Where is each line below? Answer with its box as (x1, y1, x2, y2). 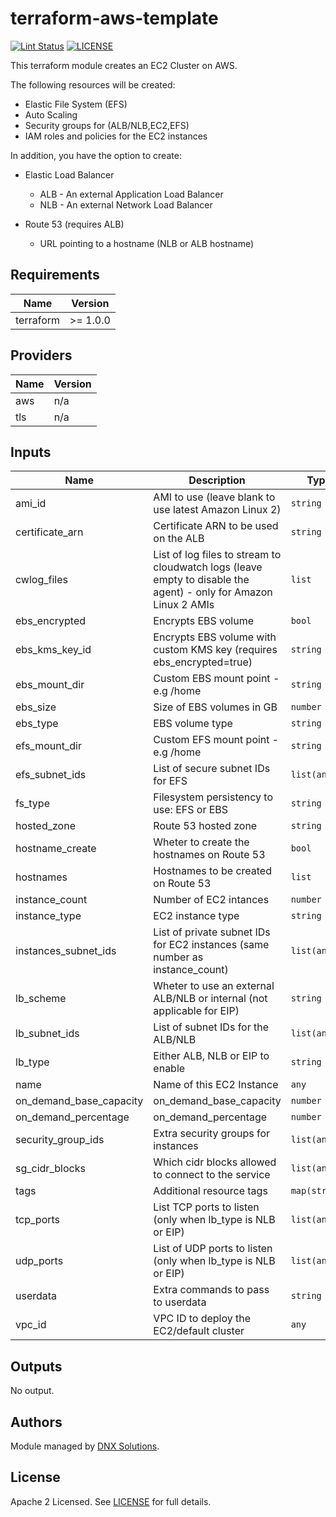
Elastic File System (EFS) (24, 98, 128, 110)
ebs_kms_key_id (15, 643, 92, 657)
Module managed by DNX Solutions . (10, 1440, 160, 1452)
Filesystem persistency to (153, 790, 274, 804)
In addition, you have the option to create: (10, 149, 182, 161)
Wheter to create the (153, 835, 250, 849)
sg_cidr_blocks (15, 1162, 86, 1176)
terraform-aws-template (10, 7, 219, 30)
